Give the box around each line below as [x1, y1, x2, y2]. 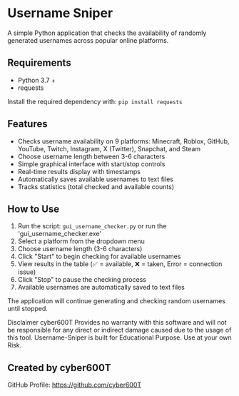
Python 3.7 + [17, 76, 56, 84]
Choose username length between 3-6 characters [17, 152, 166, 161]
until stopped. [7, 305, 48, 313]
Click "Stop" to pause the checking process [17, 275, 146, 284]
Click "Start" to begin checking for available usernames [17, 252, 181, 261]
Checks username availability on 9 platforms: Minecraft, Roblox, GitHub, [17, 137, 230, 146]
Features [7, 118, 48, 130]
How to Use [7, 203, 60, 215]
